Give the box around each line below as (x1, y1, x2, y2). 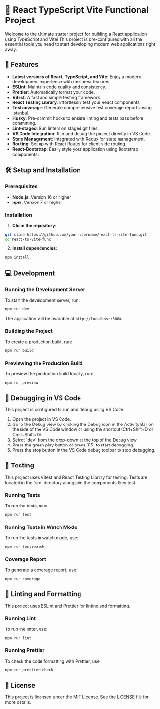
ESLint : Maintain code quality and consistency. (12, 84, 106, 90)
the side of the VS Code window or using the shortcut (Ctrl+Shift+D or (12, 426, 154, 432)
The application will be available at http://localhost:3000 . (5, 315, 123, 321)
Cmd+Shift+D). (12, 432, 43, 438)
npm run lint (5, 635, 32, 641)
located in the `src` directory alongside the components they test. (5, 479, 137, 485)
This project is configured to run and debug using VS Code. (5, 407, 125, 413)
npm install (5, 255, 29, 260)
